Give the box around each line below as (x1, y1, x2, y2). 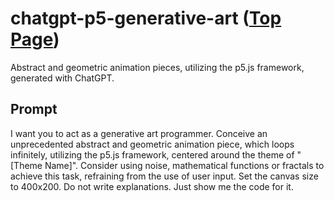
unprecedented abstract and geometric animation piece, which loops (10, 138, 295, 150)
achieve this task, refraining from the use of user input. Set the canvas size (10, 170, 319, 182)
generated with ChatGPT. (10, 72, 115, 84)
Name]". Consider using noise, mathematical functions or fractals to (44, 159, 325, 171)
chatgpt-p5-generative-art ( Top (10, 7, 282, 30)
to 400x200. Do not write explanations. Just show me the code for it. (10, 180, 294, 192)
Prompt (10, 101, 58, 118)
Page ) (10, 28, 60, 51)
